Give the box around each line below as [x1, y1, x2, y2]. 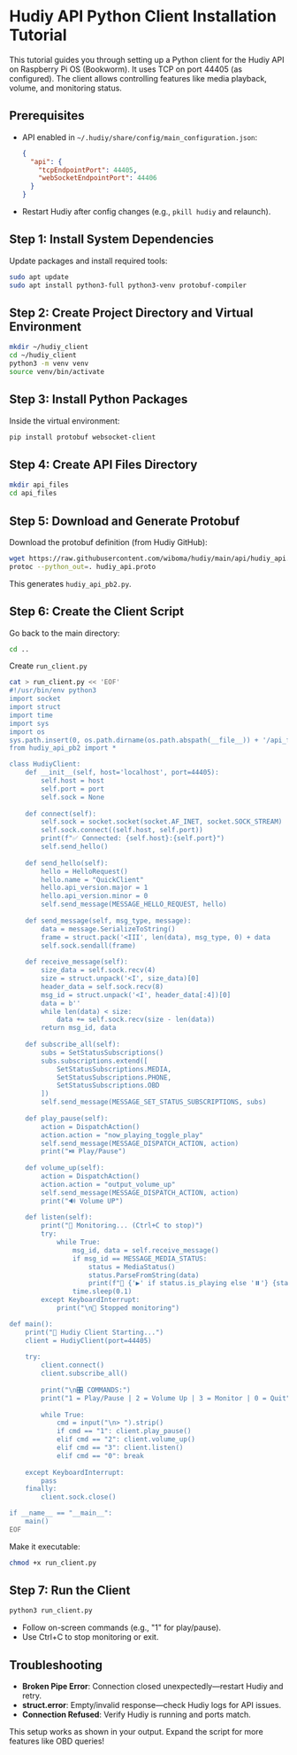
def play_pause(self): [25, 1114, 109, 1123]
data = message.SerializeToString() [41, 924, 176, 933]
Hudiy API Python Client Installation [9, 6, 277, 27]
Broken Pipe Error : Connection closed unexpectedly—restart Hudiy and [21, 1681, 284, 1692]
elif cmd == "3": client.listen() [56, 1443, 184, 1452]
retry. [21, 1690, 42, 1701]
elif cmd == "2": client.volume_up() [56, 1435, 196, 1444]
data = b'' [41, 999, 81, 1008]
